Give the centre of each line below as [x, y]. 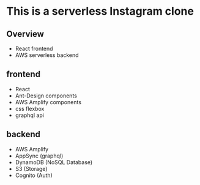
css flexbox [30, 108]
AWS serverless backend [47, 55]
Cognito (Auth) [34, 175]
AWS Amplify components [48, 102]
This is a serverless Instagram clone [100, 11]
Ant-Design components [46, 96]
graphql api [30, 115]
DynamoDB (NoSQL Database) [54, 162]
